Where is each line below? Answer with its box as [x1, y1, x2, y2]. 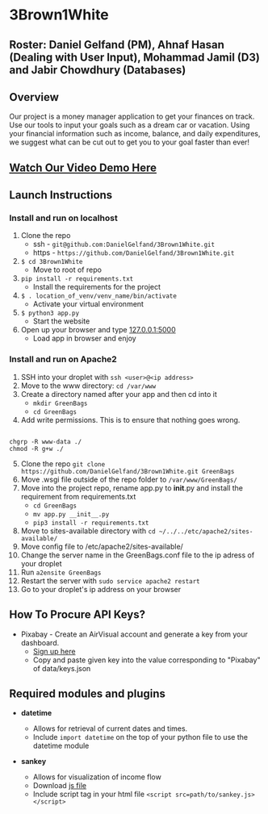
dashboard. [20, 637, 60, 647]
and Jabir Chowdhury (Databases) [9, 63, 186, 77]
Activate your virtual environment [32, 299, 144, 309]
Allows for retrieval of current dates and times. [32, 724, 188, 733]
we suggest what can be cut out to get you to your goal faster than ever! [9, 137, 249, 147]
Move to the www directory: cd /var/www [20, 381, 157, 390]
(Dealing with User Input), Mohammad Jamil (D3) [9, 50, 261, 64]
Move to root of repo [32, 265, 102, 275]
